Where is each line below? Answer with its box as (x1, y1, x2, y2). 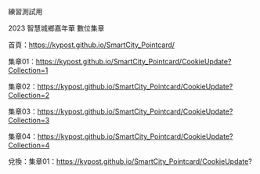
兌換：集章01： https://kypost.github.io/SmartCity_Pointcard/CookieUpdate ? (8, 157, 252, 166)
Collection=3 (8, 116, 50, 125)
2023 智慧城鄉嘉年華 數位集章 (8, 24, 105, 33)
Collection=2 (8, 91, 49, 100)
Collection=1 (8, 66, 49, 74)
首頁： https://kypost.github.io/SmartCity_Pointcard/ (8, 40, 175, 49)
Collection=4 (8, 140, 50, 150)
